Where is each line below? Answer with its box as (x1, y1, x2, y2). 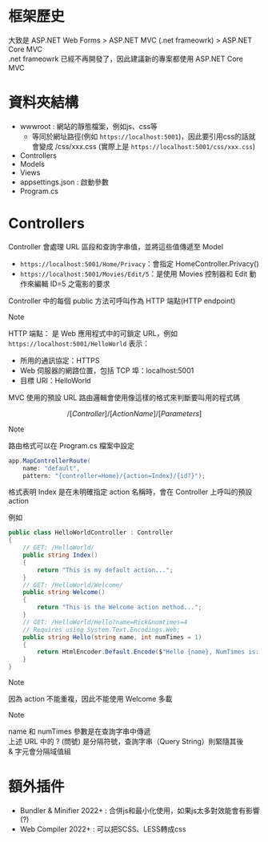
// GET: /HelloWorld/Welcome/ (22, 581, 124, 589)
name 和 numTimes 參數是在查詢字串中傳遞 (8, 727, 151, 736)
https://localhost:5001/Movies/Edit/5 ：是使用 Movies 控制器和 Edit (19, 269, 248, 278)
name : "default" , (22, 464, 81, 472)
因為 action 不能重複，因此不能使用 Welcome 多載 (8, 694, 173, 704)
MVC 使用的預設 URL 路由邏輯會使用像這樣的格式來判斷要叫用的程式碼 (8, 392, 241, 402)
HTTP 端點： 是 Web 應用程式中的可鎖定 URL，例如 (8, 328, 178, 338)
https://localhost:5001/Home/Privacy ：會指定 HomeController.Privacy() (19, 258, 260, 269)
